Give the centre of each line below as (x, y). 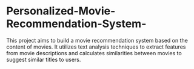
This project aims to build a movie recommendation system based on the (97, 40)
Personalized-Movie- (61, 11)
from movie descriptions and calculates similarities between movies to (94, 53)
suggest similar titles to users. (44, 59)
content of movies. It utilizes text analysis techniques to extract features (96, 47)
